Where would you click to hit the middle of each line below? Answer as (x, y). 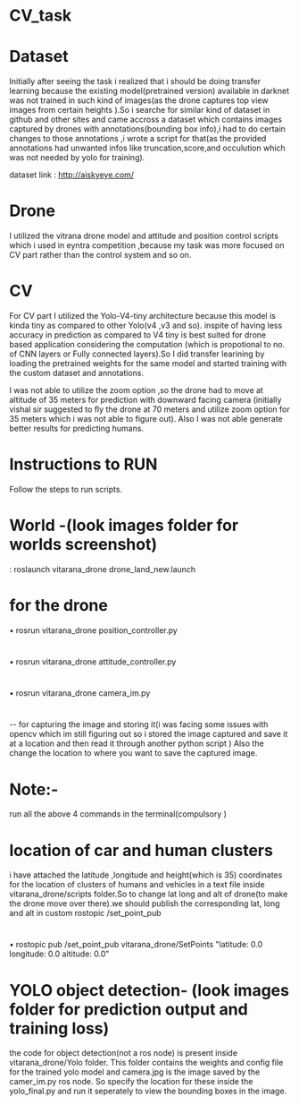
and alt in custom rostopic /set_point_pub (86, 913)
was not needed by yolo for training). (77, 158)
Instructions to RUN (83, 464)
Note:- (34, 789)
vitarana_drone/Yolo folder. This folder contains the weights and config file (146, 1063)
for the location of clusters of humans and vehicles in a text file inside (137, 885)
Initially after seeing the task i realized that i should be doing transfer (135, 81)
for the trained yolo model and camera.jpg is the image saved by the (135, 1072)
